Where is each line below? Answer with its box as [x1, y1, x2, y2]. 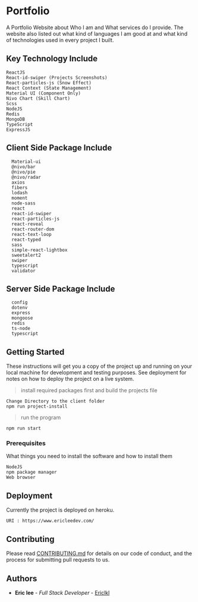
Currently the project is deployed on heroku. [6, 506, 115, 513]
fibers [11, 184, 28, 191]
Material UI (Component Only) [6, 90, 81, 96]
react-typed [11, 237, 42, 242]
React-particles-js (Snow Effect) [6, 80, 92, 86]
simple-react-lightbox [11, 247, 68, 253]
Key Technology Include [6, 53, 98, 64]
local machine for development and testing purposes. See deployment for [6, 369, 187, 376]
